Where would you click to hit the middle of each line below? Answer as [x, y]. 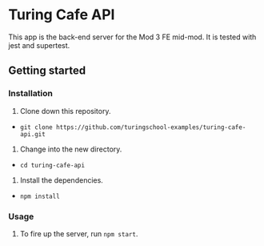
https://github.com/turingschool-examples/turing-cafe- [151, 127]
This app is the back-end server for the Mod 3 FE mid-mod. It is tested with [132, 37]
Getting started [47, 71]
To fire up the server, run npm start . [79, 233]
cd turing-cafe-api [52, 165]
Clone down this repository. [65, 111]
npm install [40, 196]
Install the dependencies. [62, 180]
